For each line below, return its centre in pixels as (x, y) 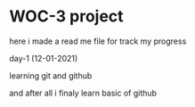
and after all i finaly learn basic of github (83, 93)
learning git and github (51, 75)
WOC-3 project (66, 16)
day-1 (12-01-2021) (44, 58)
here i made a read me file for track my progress (98, 41)
